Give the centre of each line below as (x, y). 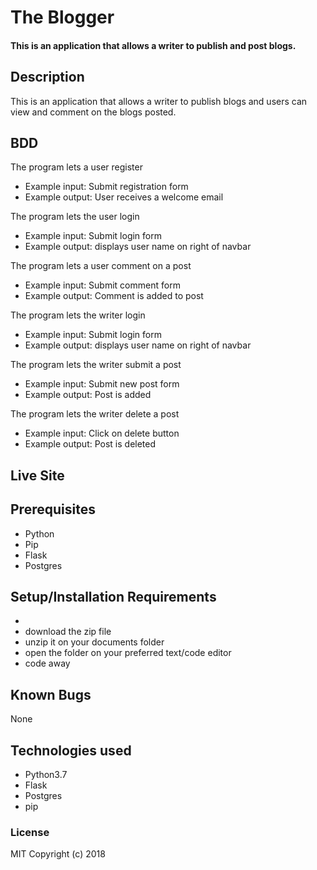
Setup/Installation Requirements (113, 597)
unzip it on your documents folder (94, 642)
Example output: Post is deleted (90, 444)
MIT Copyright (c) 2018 (58, 854)
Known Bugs (51, 694)
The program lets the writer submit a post (96, 365)
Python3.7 (46, 775)
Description (47, 77)
